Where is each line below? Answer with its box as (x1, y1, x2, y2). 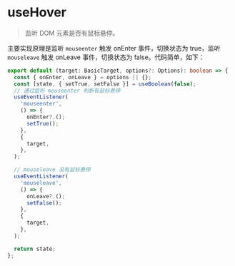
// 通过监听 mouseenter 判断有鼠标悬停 (14, 87, 121, 94)
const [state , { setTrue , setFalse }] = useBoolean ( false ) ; (14, 80, 196, 88)
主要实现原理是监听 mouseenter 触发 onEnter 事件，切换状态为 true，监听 (7, 44, 221, 52)
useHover (7, 4, 66, 21)
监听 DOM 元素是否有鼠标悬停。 (24, 29, 119, 37)
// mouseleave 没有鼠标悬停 (14, 166, 91, 173)
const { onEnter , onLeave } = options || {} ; (14, 73, 152, 81)
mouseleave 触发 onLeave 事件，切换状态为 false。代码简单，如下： (7, 53, 205, 61)
